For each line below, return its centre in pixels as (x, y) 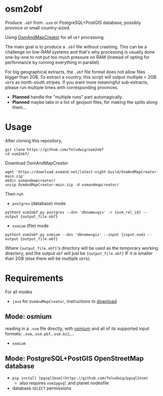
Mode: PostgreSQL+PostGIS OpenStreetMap (74, 359)
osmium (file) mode (30, 226)
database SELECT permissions (42, 388)
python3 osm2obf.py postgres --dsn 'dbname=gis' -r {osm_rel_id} (73, 212)
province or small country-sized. (38, 27)
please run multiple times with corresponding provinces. (62, 87)
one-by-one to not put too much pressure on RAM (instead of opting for (78, 57)
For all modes (19, 292)
